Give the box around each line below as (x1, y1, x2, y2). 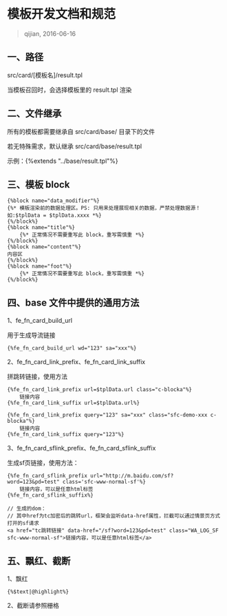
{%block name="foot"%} (7, 263, 72, 270)
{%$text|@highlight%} (7, 588, 69, 595)
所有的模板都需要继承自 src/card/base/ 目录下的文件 (7, 127, 155, 135)
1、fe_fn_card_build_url (7, 317, 73, 325)
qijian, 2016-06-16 (23, 29, 76, 38)
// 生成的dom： (7, 505, 47, 513)
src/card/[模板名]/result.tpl (7, 70, 83, 79)
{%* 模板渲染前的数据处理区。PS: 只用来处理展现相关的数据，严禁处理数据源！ (7, 205, 201, 212)
